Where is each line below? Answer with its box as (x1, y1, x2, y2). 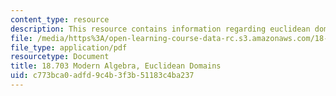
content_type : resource (10, 14, 110, 25)
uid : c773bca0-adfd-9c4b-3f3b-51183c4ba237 (10, 71, 195, 81)
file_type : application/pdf (10, 42, 128, 53)
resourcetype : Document (10, 52, 110, 62)
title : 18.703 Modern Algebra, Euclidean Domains (10, 61, 222, 71)
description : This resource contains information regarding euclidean (10, 24, 311, 34)
